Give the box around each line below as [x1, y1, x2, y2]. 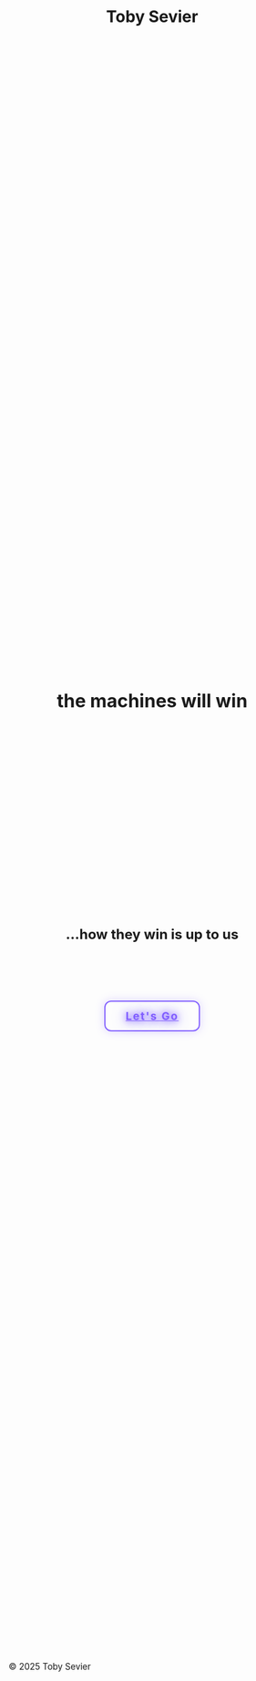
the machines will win [56, 690, 248, 712]
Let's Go [125, 1009, 179, 1024]
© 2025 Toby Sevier [8, 1661, 92, 1673]
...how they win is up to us [66, 926, 239, 944]
